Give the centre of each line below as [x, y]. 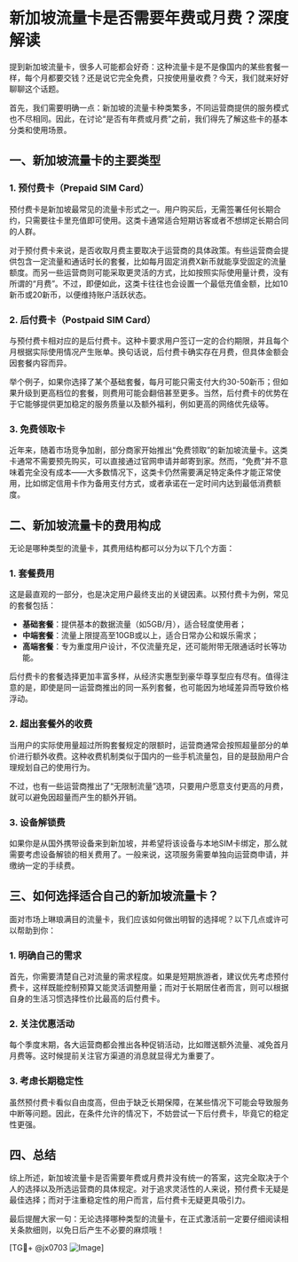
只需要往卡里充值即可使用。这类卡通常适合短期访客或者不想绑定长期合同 [157, 220]
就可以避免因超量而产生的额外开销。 [75, 797]
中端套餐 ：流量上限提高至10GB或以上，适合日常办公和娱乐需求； [140, 635]
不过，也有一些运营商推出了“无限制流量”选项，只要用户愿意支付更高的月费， [149, 785]
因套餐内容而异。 [40, 363]
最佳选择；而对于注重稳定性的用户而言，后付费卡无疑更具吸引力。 [129, 1200]
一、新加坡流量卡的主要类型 [85, 161]
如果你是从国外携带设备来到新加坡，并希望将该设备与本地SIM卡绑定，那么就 [149, 843]
